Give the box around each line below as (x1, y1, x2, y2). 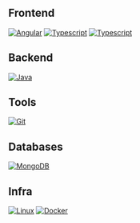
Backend (8, 51, 54, 65)
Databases (8, 140, 64, 153)
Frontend (8, 6, 55, 20)
